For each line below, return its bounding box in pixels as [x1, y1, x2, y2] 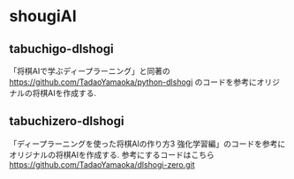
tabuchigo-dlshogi [9, 41, 114, 56]
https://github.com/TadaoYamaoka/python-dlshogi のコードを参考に [9, 77, 258, 87]
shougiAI [9, 6, 77, 26]
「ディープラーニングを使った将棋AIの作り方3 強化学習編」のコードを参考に [9, 138, 286, 149]
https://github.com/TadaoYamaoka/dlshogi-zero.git [9, 159, 196, 169]
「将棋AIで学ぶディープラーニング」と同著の [9, 66, 170, 76]
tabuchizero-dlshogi [9, 114, 124, 129]
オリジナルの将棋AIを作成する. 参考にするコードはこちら [9, 149, 215, 160]
